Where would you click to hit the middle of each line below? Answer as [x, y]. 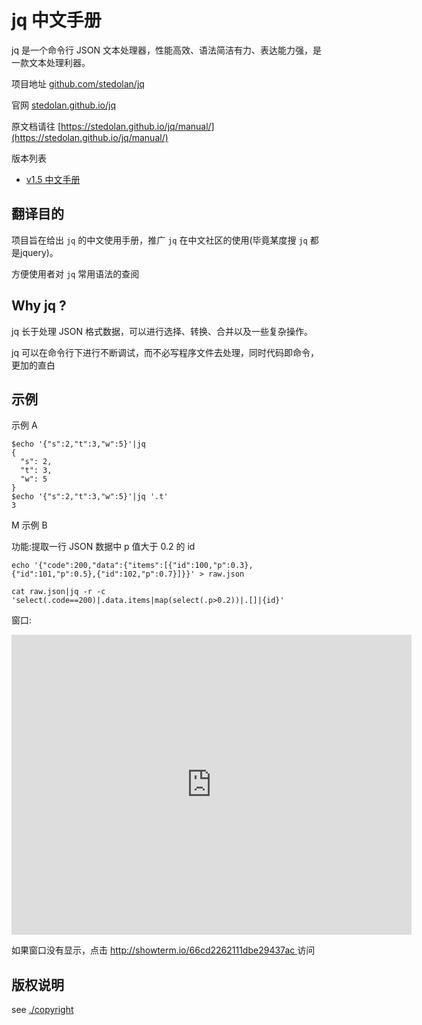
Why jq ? [39, 306]
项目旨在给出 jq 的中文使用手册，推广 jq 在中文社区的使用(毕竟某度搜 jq [159, 240]
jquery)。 [39, 252]
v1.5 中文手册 [53, 179]
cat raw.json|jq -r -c [58, 592]
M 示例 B [29, 525]
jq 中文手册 [56, 20]
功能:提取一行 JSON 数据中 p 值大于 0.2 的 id [103, 547]
